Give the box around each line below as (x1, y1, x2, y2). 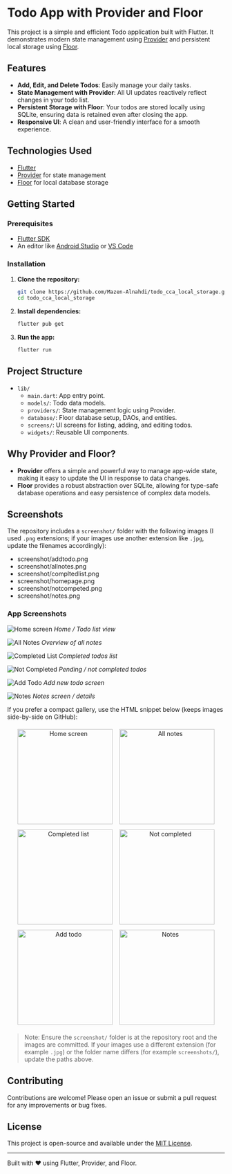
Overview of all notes (41, 638, 102, 646)
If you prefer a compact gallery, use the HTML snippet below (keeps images (7, 705, 224, 713)
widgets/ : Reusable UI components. (27, 428, 129, 437)
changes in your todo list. (17, 95, 90, 104)
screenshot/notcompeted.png (17, 585, 102, 593)
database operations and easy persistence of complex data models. (17, 488, 211, 497)
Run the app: (17, 333, 55, 342)
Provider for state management (17, 171, 106, 179)
